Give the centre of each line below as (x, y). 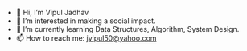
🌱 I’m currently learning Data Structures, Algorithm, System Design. (128, 29)
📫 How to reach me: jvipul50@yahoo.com (86, 38)
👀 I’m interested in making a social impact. (86, 21)
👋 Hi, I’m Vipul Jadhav (52, 12)
